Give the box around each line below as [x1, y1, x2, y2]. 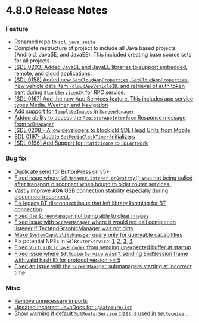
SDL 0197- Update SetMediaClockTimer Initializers [14, 133, 135, 140]
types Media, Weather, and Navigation [14, 102, 108, 109]
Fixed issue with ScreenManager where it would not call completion [14, 218, 176, 225]
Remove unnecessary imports [14, 297, 88, 305]
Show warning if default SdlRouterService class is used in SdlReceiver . [14, 310, 189, 317]
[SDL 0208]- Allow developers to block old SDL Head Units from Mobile [14, 127, 191, 134]
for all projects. [14, 57, 52, 64]
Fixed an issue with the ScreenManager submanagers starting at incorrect [14, 262, 192, 269]
